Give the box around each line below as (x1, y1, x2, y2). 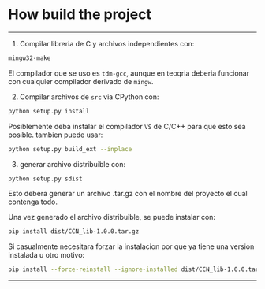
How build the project (8, 6, 152, 24)
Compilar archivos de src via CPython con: (19, 92, 159, 102)
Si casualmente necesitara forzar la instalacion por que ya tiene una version (8, 242, 255, 251)
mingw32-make (8, 54, 51, 62)
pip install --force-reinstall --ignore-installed (8, 265, 178, 273)
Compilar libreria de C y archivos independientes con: (19, 39, 195, 48)
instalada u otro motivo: (8, 250, 85, 260)
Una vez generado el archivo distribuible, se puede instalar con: (8, 213, 215, 222)
